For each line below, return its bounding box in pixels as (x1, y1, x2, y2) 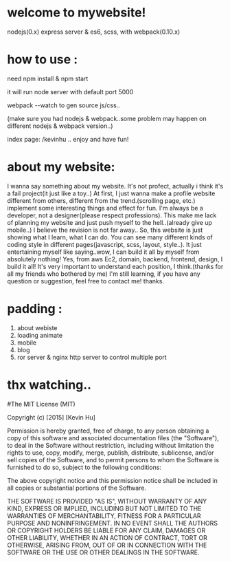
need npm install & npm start (7, 74, 89, 83)
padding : (7, 301, 63, 316)
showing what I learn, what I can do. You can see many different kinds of (7, 233, 213, 241)
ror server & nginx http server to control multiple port (16, 353, 167, 361)
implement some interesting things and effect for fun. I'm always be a (7, 204, 204, 212)
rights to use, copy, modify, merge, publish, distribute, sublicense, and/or (7, 448, 214, 457)
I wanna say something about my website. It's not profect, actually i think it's (7, 182, 224, 190)
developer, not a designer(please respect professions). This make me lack (7, 211, 217, 219)
